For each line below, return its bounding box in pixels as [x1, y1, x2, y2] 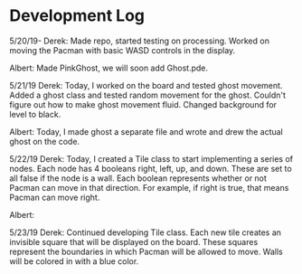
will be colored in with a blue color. [9, 255, 139, 267]
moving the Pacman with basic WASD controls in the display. [9, 44, 236, 55]
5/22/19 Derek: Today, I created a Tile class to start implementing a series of [9, 153, 294, 164]
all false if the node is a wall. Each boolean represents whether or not [9, 173, 267, 184]
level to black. [9, 109, 61, 119]
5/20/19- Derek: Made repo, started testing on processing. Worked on [9, 35, 269, 46]
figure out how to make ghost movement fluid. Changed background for [9, 99, 278, 109]
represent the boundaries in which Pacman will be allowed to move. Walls [9, 246, 283, 257]
